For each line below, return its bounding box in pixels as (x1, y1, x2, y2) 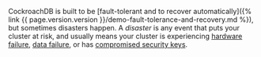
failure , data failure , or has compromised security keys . (8, 40, 188, 49)
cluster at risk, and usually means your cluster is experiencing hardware (8, 31, 243, 41)
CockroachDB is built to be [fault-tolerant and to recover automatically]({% (8, 7, 252, 16)
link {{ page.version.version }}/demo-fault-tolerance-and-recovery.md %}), (8, 15, 255, 24)
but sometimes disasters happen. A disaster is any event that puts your (8, 23, 240, 32)
